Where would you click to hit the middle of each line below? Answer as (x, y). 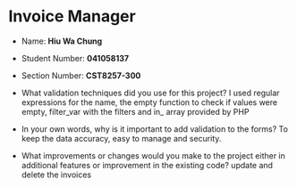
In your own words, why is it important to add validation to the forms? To (154, 129)
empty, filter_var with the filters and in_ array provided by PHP (135, 111)
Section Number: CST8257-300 (81, 75)
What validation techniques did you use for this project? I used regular (150, 93)
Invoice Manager (72, 16)
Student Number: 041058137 (75, 58)
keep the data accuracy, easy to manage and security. (121, 138)
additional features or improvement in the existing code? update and (147, 165)
